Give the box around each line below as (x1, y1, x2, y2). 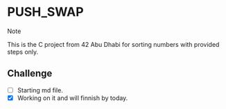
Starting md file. (17, 86, 64, 94)
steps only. (7, 48, 39, 56)
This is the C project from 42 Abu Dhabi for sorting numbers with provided (7, 40, 220, 48)
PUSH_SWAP (7, 4, 85, 20)
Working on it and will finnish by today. (17, 94, 128, 102)
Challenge (7, 68, 53, 79)
